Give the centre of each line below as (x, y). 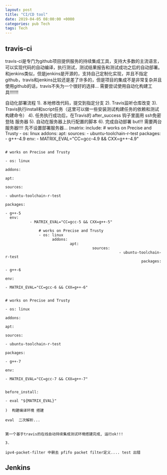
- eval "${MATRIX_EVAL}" (31, 401)
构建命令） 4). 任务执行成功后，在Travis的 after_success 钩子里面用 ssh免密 (83, 115)
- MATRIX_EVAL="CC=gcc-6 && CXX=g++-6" (47, 287)
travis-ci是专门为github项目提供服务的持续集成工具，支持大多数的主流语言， (83, 61)
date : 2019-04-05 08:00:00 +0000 (40, 19)
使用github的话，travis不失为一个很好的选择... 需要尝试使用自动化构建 (77, 86)
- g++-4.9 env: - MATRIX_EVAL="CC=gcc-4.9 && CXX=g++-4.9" (72, 139)
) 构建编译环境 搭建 (24, 410)
